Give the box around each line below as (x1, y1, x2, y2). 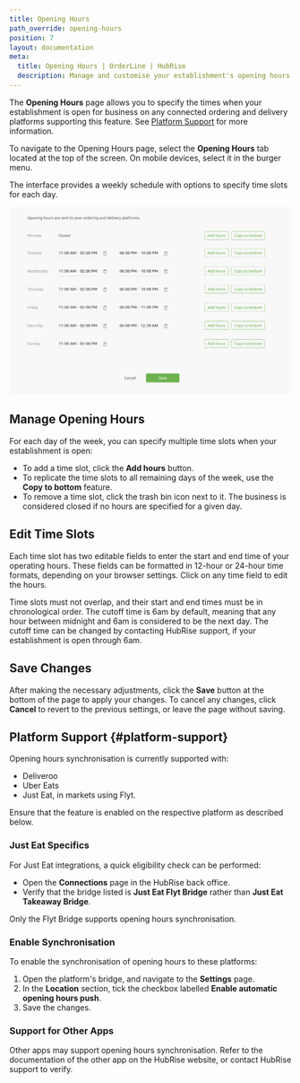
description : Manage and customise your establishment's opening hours (17, 72, 291, 81)
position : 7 (9, 33, 54, 42)
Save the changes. (21, 1001, 91, 1013)
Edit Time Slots (9, 527, 96, 542)
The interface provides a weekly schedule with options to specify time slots (9, 179, 288, 190)
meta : (9, 52, 30, 62)
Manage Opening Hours (9, 412, 145, 427)
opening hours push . (21, 992, 101, 1003)
